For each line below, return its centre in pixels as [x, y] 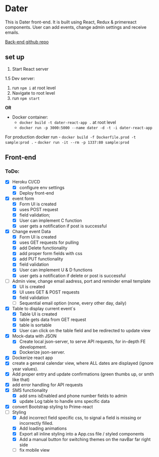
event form [23, 199]
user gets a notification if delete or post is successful [72, 276]
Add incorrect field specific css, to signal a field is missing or [80, 417]
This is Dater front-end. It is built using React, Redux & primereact [71, 22]
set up [15, 57]
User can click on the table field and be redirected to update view [85, 331]
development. [33, 347]
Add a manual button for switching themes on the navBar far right [85, 439]
